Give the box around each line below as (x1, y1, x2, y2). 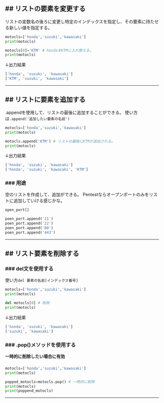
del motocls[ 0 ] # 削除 (5, 301, 50, 306)
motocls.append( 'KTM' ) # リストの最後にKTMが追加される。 (5, 139, 115, 143)
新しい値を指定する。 (9, 24, 52, 30)
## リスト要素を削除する (5, 249, 80, 258)
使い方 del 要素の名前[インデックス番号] (5, 277, 79, 283)
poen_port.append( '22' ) (5, 221, 54, 226)
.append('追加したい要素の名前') (9, 117, 70, 121)
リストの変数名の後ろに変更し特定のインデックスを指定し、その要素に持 (5, 19, 150, 24)
